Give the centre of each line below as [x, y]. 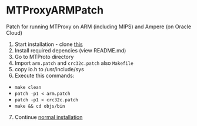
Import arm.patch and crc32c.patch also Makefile [74, 63]
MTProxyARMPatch [55, 10]
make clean [28, 87]
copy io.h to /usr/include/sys [49, 69]
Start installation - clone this [49, 44]
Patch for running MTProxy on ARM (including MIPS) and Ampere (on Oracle [99, 26]
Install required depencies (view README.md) [70, 50]
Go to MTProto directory [44, 57]
